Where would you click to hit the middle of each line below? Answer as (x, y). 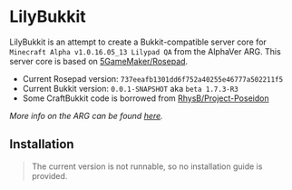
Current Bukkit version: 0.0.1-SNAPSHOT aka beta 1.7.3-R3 (130, 88)
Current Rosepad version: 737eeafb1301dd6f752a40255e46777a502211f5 (153, 78)
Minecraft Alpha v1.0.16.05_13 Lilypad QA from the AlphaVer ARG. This (145, 51)
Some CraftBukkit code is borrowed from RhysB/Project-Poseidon (146, 98)
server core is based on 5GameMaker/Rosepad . (99, 61)
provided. (49, 175)
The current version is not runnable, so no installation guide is (147, 166)
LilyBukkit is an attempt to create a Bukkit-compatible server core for (138, 42)
